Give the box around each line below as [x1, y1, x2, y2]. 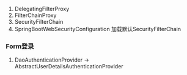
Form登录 [5, 42, 34, 51]
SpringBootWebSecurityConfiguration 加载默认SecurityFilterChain [14, 26, 182, 32]
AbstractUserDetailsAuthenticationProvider [14, 63, 123, 70]
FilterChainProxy [14, 12, 57, 19]
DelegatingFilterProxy [14, 5, 70, 12]
